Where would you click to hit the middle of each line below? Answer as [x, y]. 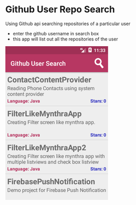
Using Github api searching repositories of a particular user [68, 24]
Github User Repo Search [60, 9]
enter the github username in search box [56, 33]
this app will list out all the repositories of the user [65, 39]
